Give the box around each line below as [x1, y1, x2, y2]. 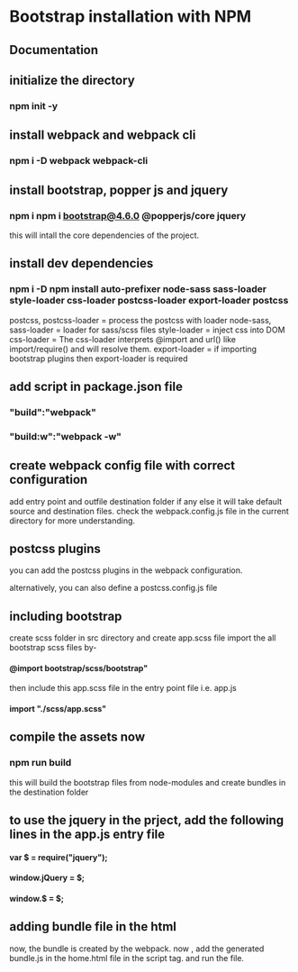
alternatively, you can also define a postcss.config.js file [9, 583, 218, 594]
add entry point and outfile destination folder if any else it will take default [9, 495, 283, 506]
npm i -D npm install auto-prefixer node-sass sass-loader [9, 283, 267, 295]
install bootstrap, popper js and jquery [9, 182, 229, 197]
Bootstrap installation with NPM [9, 6, 252, 27]
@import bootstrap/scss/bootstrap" [9, 662, 149, 673]
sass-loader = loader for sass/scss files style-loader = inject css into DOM [9, 324, 285, 335]
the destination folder [9, 786, 89, 797]
